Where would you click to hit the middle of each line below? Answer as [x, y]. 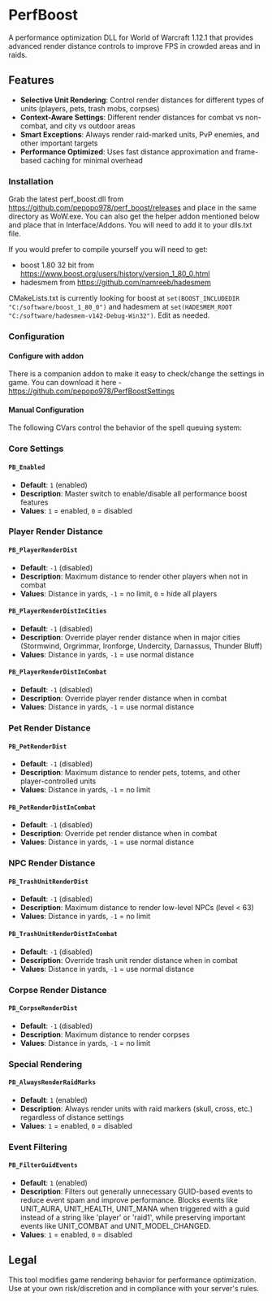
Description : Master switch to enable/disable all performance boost [134, 493]
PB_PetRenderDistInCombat [52, 807]
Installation [31, 181]
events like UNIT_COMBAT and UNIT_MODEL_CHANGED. [115, 1226]
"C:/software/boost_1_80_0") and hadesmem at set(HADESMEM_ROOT [121, 307]
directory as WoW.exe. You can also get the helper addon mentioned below [134, 216]
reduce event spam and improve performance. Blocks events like [129, 1200]
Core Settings [36, 449]
